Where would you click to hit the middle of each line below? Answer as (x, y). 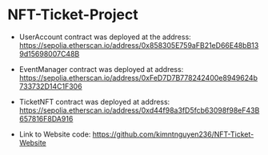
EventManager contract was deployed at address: (101, 69)
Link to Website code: (55, 134)
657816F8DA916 (46, 118)
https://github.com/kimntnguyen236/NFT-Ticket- (173, 134)
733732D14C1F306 (50, 86)
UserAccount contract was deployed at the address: (105, 37)
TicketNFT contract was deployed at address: (94, 101)
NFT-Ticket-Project (73, 15)
